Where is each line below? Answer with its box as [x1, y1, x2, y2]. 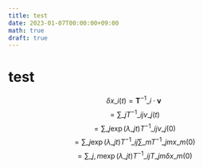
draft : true [8, 33, 48, 42]
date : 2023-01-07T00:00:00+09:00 [8, 19, 119, 27]
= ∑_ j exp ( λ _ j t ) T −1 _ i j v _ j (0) [94, 122, 177, 133]
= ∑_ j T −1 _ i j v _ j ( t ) [110, 108, 161, 119]
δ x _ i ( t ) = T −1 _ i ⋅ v [106, 95, 162, 105]
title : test [8, 11, 48, 20]
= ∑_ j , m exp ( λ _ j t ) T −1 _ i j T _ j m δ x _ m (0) [77, 149, 193, 160]
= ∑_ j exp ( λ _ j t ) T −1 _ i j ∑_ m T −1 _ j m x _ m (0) [74, 136, 196, 147]
